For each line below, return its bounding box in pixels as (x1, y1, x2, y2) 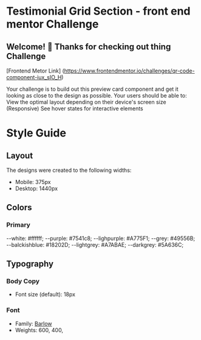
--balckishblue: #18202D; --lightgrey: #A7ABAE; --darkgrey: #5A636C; (6, 241, 184, 248)
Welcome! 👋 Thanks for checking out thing (6, 41, 171, 52)
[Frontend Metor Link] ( (6, 67, 65, 74)
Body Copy (6, 277, 40, 285)
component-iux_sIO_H (6, 74, 62, 80)
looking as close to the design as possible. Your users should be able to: (6, 92, 187, 99)
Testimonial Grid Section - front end (6, 4, 191, 18)
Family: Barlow (15, 320, 53, 327)
